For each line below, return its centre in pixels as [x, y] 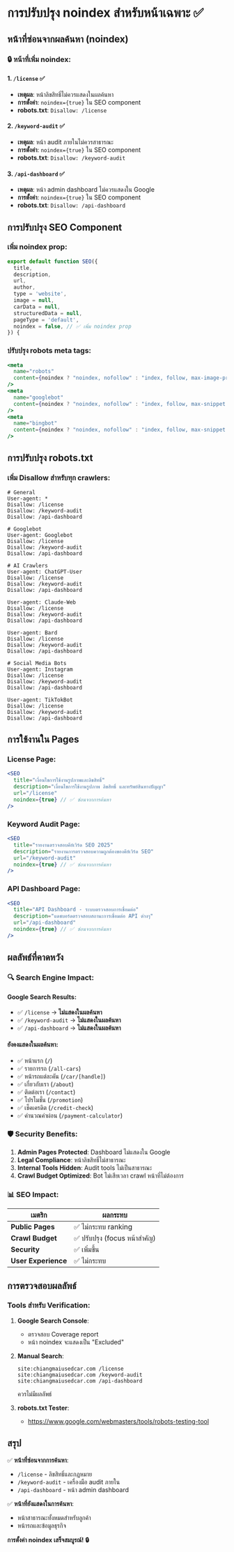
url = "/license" [36, 793]
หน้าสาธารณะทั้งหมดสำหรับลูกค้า [54, 1517]
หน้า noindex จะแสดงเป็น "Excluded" [76, 1342]
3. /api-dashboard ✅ [36, 174]
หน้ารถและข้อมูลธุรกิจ [41, 1526]
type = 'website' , [40, 294]
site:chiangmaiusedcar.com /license [70, 1369]
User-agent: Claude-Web [42, 602]
